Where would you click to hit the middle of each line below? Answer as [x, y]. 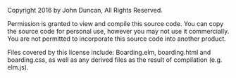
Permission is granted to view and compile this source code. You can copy [116, 24]
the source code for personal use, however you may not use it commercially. [118, 31]
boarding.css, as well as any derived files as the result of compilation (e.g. [115, 60]
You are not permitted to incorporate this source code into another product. [117, 39]
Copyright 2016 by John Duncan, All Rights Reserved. [85, 10]
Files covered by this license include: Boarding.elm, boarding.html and [109, 52]
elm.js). [18, 67]
